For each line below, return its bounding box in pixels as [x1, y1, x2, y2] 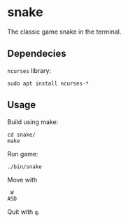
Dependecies [7, 48, 66, 60]
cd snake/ [7, 131, 36, 138]
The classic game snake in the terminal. [7, 27, 122, 36]
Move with [7, 175, 38, 184]
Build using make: [7, 117, 59, 126]
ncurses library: [7, 66, 51, 74]
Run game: [7, 149, 38, 158]
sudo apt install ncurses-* [7, 80, 90, 87]
